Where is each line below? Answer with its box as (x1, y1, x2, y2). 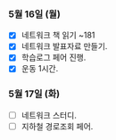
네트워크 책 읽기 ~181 (21, 29, 95, 41)
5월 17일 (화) (8, 87, 60, 100)
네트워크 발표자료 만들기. (21, 41, 108, 52)
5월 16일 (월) (8, 7, 62, 20)
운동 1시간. (21, 63, 59, 74)
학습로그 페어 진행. (21, 52, 87, 63)
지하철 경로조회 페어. (21, 120, 94, 131)
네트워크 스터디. (21, 110, 77, 120)
